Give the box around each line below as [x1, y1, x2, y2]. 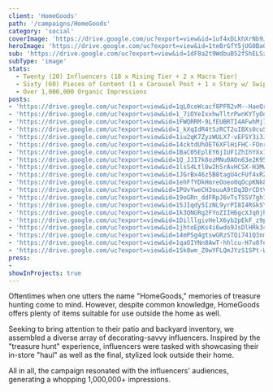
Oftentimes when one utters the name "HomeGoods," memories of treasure [8, 291, 262, 301]
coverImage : [8, 34, 49, 43]
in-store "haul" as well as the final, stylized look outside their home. [8, 351, 235, 360]
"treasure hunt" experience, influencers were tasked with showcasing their [8, 342, 259, 351]
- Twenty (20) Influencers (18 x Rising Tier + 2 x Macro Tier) [15, 72, 238, 81]
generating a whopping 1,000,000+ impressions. [8, 375, 171, 385]
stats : [8, 65, 31, 73]
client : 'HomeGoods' [8, 11, 79, 20]
